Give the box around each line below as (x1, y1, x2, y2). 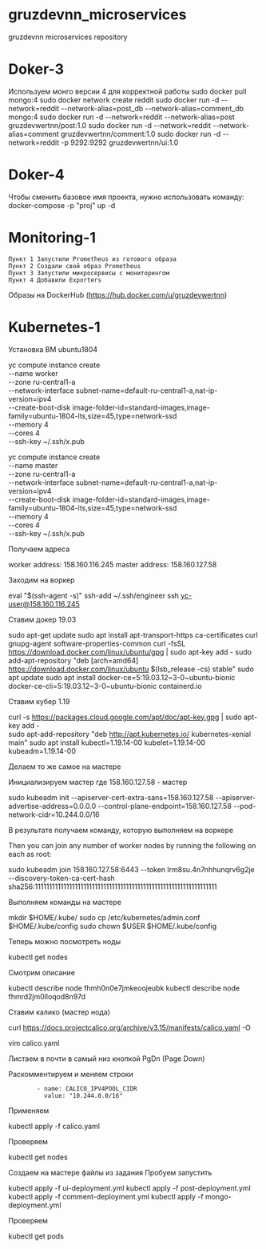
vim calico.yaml (8, 1038, 60, 1047)
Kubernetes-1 (8, 318, 101, 336)
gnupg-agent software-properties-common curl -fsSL (8, 639, 186, 648)
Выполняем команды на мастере (8, 897, 122, 907)
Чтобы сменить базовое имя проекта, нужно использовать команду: (8, 192, 245, 202)
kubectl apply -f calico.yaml (8, 1121, 100, 1131)
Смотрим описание (8, 967, 76, 977)
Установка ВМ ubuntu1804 (8, 344, 98, 354)
